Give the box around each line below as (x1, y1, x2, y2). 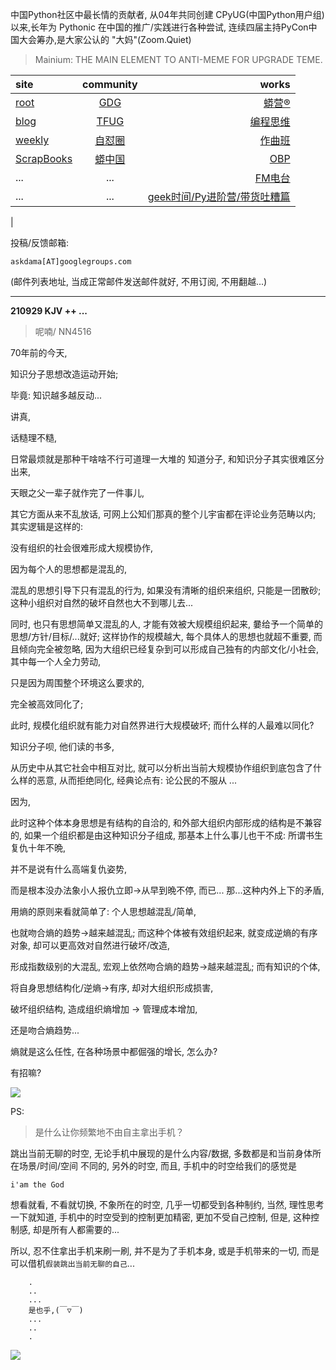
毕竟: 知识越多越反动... (10, 389, 103, 401)
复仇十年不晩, (10, 842, 67, 853)
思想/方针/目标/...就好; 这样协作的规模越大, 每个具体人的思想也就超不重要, (10, 631, 312, 642)
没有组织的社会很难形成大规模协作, (10, 542, 154, 553)
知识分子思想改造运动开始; (10, 368, 119, 380)
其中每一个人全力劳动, (10, 656, 102, 667)
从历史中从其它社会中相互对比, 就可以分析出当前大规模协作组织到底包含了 (10, 762, 313, 773)
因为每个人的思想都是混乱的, (10, 563, 128, 575)
